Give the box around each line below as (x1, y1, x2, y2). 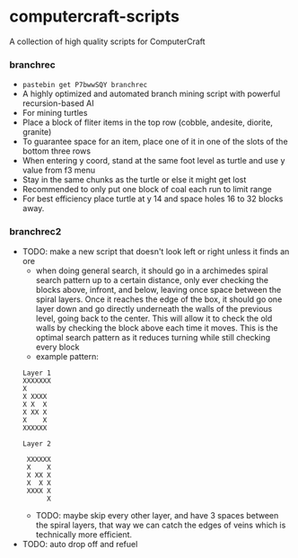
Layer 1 (22, 368, 51, 377)
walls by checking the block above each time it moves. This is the (35, 322, 278, 333)
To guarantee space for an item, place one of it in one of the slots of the (22, 137, 289, 147)
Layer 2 (22, 438, 51, 448)
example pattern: (35, 350, 99, 361)
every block (35, 341, 80, 352)
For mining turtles (22, 108, 88, 119)
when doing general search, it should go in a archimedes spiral (35, 265, 268, 276)
